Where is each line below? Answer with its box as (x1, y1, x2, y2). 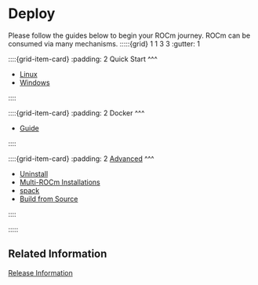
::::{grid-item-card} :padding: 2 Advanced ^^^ (8, 154, 154, 163)
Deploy (8, 5, 56, 23)
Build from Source (19, 194, 78, 203)
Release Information (8, 268, 73, 277)
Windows (19, 78, 50, 87)
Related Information (8, 247, 107, 261)
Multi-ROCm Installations (19, 177, 100, 187)
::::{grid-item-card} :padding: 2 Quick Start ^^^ (8, 54, 158, 64)
